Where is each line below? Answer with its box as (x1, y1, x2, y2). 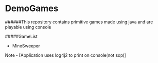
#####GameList (5, 33, 38, 39)
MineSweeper (12, 43, 40, 48)
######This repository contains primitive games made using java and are (5, 19, 153, 25)
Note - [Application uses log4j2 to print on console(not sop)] (5, 52, 126, 58)
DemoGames (5, 3, 58, 14)
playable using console (5, 24, 52, 30)
